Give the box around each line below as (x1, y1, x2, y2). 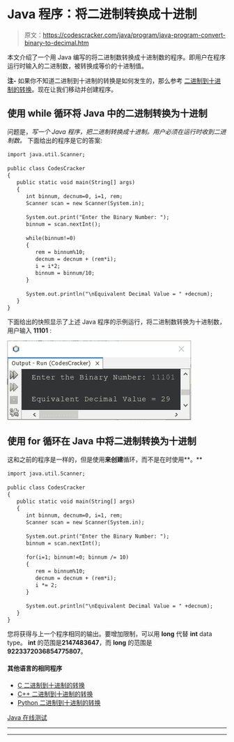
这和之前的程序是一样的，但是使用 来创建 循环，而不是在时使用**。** (7, 455, 203, 464)
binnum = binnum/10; (35, 269, 95, 276)
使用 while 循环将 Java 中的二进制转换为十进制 (7, 107, 208, 119)
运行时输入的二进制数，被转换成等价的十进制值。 (7, 61, 148, 70)
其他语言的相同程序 (7, 664, 63, 673)
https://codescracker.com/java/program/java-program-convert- (42, 31, 226, 39)
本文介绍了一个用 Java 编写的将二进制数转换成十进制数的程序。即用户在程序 (7, 53, 226, 61)
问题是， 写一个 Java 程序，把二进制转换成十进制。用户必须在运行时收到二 (7, 127, 221, 136)
